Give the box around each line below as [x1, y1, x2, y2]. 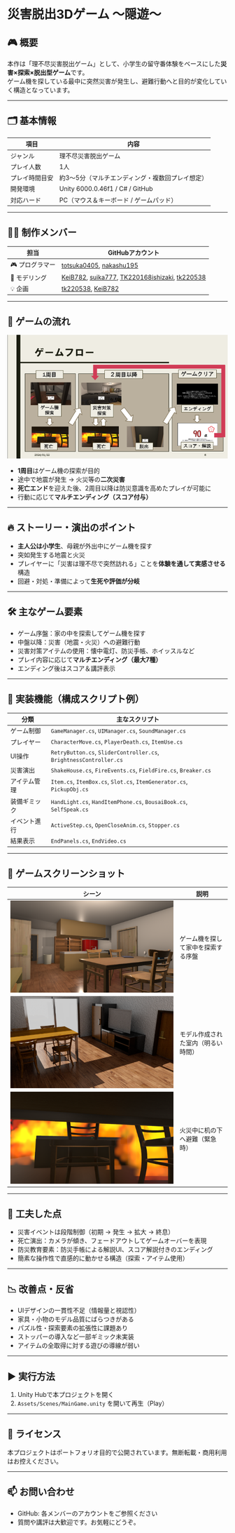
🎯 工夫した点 [7, 1208, 62, 1220]
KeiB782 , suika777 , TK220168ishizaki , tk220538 [62, 273, 206, 281]
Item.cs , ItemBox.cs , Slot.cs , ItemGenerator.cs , [50, 777, 188, 786]
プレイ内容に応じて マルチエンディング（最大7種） [17, 655, 162, 664]
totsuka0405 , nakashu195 [62, 261, 138, 269]
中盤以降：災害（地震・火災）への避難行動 [17, 638, 141, 646]
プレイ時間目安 [10, 173, 54, 182]
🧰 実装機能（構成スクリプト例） [7, 693, 145, 705]
